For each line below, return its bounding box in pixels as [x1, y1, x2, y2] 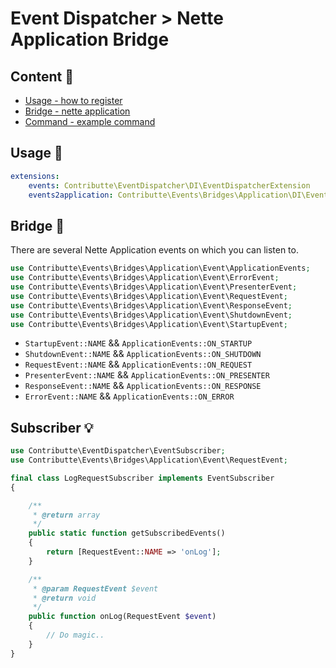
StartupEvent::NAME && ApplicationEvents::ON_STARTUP [24, 337, 253, 349]
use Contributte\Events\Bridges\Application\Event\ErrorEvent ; [10, 273, 280, 283]
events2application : [28, 190, 114, 200]
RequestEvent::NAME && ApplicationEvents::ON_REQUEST [24, 358, 253, 371]
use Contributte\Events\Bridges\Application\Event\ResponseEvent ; [10, 300, 293, 311]
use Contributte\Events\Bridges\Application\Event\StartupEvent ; [10, 319, 288, 329]
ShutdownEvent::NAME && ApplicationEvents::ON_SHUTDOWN [24, 348, 262, 360]
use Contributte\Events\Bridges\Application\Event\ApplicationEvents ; [10, 263, 311, 274]
